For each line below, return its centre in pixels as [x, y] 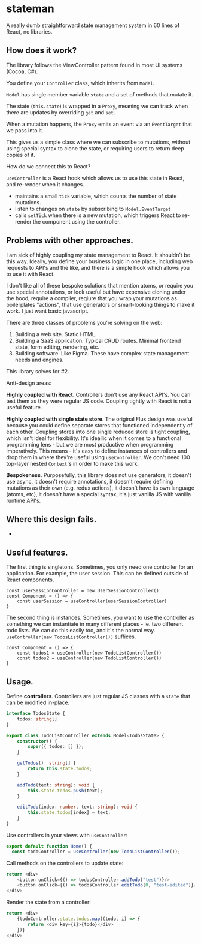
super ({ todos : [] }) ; [56, 747]
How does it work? [42, 51]
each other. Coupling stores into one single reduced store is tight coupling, [98, 432]
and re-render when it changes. [45, 184]
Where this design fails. [51, 519]
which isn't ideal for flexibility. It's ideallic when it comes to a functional [94, 438]
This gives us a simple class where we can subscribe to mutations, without [98, 142]
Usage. [20, 682]
